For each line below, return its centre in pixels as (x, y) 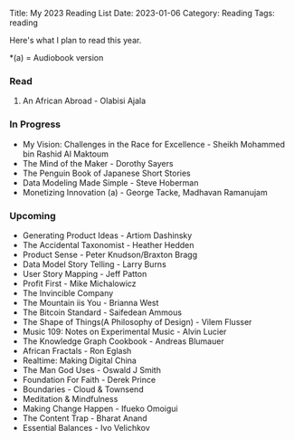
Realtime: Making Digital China (80, 360)
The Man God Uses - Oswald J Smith (91, 369)
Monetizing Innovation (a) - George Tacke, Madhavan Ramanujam (145, 192)
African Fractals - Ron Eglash (77, 350)
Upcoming (33, 215)
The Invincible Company (68, 292)
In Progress (35, 124)
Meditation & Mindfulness (70, 398)
